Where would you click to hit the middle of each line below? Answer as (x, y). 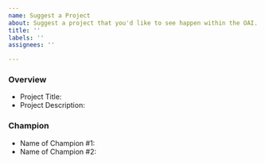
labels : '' (26, 38)
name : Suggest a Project (49, 15)
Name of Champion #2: (58, 151)
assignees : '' (32, 45)
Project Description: (52, 105)
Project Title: (41, 97)
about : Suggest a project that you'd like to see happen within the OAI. (133, 23)
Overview (27, 80)
